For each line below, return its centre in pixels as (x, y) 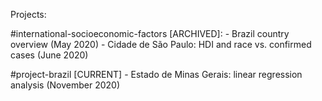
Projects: (28, 14)
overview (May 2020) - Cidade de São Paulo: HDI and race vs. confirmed (161, 44)
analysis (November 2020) (65, 85)
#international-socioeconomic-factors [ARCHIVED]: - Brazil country (150, 33)
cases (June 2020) (49, 55)
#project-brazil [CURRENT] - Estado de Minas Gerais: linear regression (156, 74)
